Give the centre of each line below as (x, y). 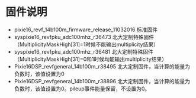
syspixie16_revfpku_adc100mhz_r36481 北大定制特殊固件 (83, 51)
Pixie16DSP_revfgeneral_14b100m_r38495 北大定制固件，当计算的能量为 (102, 66)
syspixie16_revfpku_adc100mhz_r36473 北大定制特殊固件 (84, 37)
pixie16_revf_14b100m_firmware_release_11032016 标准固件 (86, 30)
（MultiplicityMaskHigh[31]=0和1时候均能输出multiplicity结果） (90, 59)
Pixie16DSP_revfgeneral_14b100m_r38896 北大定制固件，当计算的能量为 (102, 81)
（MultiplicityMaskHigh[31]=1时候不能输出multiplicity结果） (86, 44)
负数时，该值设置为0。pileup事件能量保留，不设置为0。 (82, 89)
